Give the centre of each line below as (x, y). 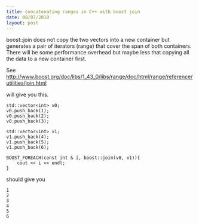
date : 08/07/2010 (28, 17)
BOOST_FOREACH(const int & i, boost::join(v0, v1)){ (73, 158)
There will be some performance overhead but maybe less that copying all (98, 53)
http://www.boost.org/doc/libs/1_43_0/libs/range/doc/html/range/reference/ (99, 77)
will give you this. (27, 95)
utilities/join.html (26, 83)
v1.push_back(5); (28, 142)
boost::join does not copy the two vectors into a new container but (88, 40)
